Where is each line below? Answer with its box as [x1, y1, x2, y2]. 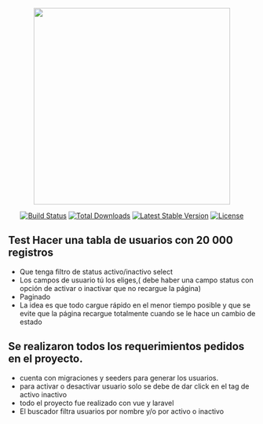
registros [8, 246, 53, 260]
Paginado [19, 292, 51, 301]
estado [19, 317, 42, 326]
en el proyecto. [8, 352, 84, 366]
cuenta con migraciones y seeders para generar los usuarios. [19, 373, 219, 382]
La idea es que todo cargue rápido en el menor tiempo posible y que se [19, 300, 251, 310]
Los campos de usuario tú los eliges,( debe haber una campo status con [19, 275, 254, 285]
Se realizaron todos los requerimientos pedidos [8, 340, 245, 353]
